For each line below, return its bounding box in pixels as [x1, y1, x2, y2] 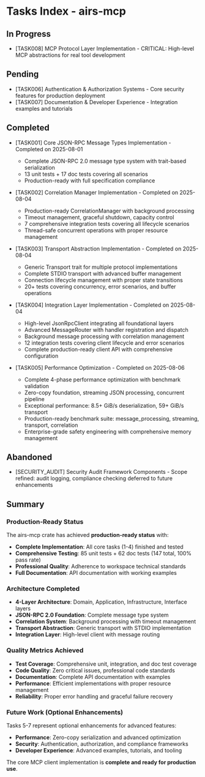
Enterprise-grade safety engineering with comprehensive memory [24, 427, 192, 435]
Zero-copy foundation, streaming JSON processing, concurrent [24, 389, 185, 396]
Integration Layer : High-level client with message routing [15, 631, 160, 638]
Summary [6, 499, 45, 509]
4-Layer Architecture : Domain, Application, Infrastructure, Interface [15, 598, 188, 606]
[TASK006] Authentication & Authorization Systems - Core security [15, 85, 185, 92]
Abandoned [6, 452, 53, 463]
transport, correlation [24, 421, 78, 429]
